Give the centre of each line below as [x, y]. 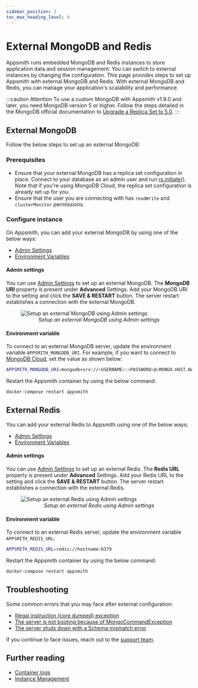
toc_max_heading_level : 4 [38, 17]
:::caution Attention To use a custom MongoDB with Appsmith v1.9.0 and [94, 99]
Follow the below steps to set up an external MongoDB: [73, 145]
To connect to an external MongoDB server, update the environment [89, 346]
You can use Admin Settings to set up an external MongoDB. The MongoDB [98, 283]
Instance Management [42, 679]
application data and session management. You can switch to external [91, 69]
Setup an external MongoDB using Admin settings [99, 320]
